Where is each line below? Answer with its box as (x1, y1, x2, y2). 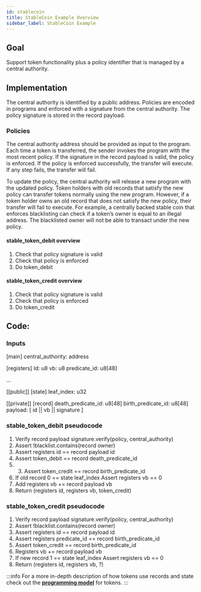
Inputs (6, 339, 26, 348)
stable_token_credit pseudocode (6, 502, 105, 510)
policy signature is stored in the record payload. (6, 111, 125, 119)
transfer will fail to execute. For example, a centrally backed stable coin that (6, 204, 195, 211)
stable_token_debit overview (6, 237, 81, 244)
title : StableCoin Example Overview (6, 15, 99, 21)
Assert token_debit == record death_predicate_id (15, 454, 137, 462)
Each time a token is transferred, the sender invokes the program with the (6, 147, 190, 155)
